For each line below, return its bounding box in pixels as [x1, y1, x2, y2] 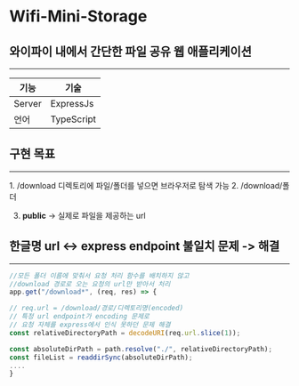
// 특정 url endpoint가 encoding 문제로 [9, 312, 149, 321]
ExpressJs [50, 98, 94, 109]
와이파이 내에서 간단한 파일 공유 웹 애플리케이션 [9, 44, 252, 59]
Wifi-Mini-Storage [9, 6, 148, 27]
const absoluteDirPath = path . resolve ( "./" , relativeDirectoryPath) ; [9, 344, 273, 353]
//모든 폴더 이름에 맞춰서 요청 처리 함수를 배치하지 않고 [9, 271, 190, 280]
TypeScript [50, 113, 96, 125]
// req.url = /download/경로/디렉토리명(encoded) [9, 304, 184, 313]
